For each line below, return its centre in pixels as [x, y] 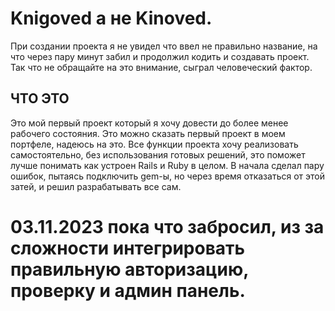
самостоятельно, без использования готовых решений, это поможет [158, 154]
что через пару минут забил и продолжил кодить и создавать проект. [160, 56]
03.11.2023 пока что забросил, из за [167, 226]
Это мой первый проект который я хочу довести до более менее [149, 123]
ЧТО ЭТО [40, 98]
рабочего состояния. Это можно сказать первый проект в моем [148, 133]
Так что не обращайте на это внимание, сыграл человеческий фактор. [161, 67]
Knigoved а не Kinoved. [111, 18]
